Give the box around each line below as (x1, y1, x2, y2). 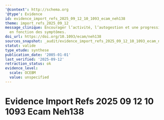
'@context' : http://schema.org (5, 7, 69, 12)
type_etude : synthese (5, 48, 49, 52)
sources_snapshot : (5, 39, 42, 44)
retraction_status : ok (5, 61, 51, 66)
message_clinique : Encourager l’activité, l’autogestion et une (5, 25, 139, 30)
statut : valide (5, 43, 36, 48)
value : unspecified (9, 75, 49, 80)
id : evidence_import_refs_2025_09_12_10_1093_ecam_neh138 (5, 16, 125, 21)
